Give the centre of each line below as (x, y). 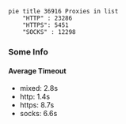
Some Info (29, 51)
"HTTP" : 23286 (48, 18)
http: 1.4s (34, 97)
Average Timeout (37, 70)
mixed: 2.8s (38, 88)
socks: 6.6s (38, 114)
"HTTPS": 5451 (46, 25)
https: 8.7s (37, 105)
